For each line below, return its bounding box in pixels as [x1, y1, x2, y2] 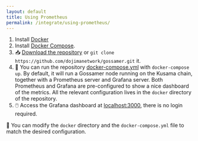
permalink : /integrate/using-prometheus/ [6, 20, 111, 25]
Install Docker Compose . [14, 42, 76, 49]
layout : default [6, 8, 46, 15]
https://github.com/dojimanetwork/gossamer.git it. [14, 57, 141, 65]
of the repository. [14, 95, 58, 102]
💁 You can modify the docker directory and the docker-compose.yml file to [6, 122, 184, 129]
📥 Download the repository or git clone [14, 49, 115, 56]
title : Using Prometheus [6, 14, 68, 20]
